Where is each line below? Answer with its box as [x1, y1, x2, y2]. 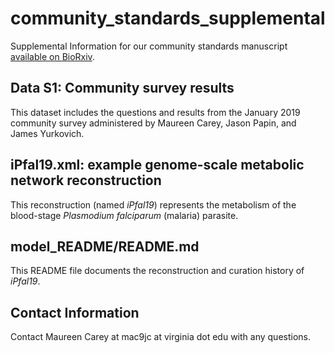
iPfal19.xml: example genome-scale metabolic [10, 157, 305, 174]
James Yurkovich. [10, 127, 85, 139]
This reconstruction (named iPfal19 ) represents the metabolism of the [10, 198, 297, 211]
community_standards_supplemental [10, 7, 326, 30]
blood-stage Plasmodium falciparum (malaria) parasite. [10, 209, 239, 221]
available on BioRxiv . [10, 50, 95, 62]
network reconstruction [10, 172, 162, 189]
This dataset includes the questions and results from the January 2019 [10, 106, 301, 118]
